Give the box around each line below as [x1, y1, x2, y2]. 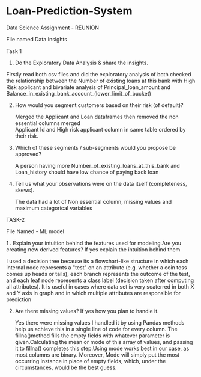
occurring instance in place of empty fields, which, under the [14, 357, 166, 364]
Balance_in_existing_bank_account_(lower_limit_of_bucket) [6, 90, 152, 97]
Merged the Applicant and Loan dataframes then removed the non [14, 113, 179, 120]
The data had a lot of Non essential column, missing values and [14, 198, 172, 205]
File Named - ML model [6, 227, 65, 235]
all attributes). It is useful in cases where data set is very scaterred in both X [6, 283, 194, 290]
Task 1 [6, 47, 22, 55]
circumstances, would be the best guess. [14, 364, 117, 371]
